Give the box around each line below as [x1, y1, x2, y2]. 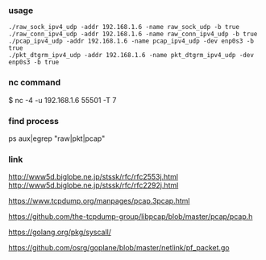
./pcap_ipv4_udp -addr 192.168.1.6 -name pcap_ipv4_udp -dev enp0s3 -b [8, 37, 254, 45]
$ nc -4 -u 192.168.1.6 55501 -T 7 [8, 95, 117, 105]
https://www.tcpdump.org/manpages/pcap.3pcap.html [8, 196, 190, 206]
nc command [8, 77, 61, 89]
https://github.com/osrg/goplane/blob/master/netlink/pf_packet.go [8, 243, 230, 253]
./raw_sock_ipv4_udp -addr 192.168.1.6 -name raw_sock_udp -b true [8, 23, 240, 31]
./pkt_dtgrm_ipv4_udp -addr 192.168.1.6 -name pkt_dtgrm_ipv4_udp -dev [8, 52, 254, 60]
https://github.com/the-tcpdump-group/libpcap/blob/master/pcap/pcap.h [8, 212, 253, 221]
